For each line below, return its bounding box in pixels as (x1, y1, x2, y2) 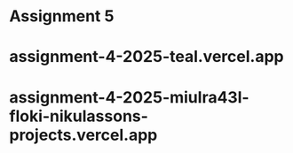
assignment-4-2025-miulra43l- (9, 87, 250, 107)
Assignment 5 (9, 6, 115, 27)
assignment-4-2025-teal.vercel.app (9, 47, 284, 67)
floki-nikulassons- (9, 106, 149, 126)
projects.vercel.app (9, 125, 158, 145)
